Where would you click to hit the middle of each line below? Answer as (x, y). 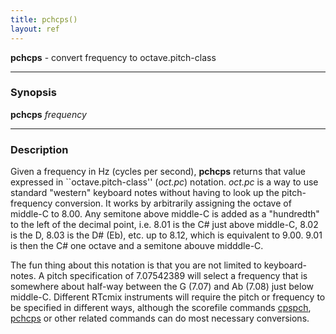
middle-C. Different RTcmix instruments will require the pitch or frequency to (168, 297)
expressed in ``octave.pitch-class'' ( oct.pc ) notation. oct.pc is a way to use (164, 182)
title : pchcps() (44, 19)
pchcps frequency (48, 114)
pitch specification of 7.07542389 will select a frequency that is (177, 276)
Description (39, 149)
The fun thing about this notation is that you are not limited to (136, 265)
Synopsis (33, 93)
